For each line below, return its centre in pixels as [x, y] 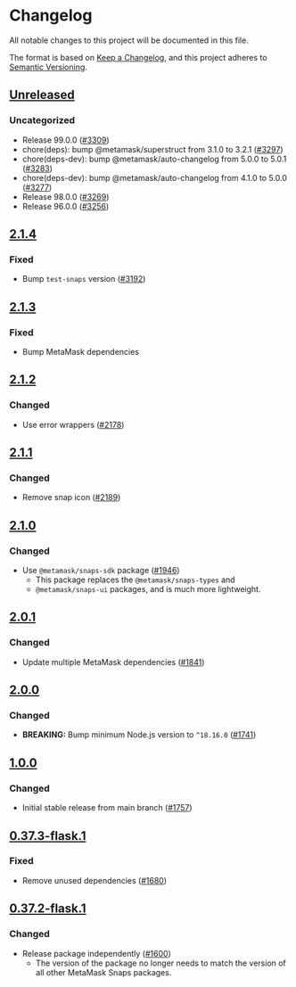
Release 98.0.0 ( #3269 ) [66, 196]
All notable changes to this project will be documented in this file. [129, 40]
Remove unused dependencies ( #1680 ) [95, 880]
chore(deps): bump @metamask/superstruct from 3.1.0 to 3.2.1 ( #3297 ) [152, 149]
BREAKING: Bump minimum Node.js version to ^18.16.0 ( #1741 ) [139, 735]
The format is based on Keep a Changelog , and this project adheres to [138, 57]
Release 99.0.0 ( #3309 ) [66, 140]
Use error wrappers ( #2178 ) [73, 424]
